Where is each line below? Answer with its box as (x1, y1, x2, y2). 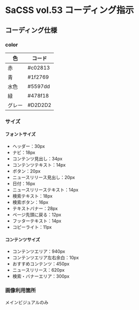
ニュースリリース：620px (12, 267, 65, 273)
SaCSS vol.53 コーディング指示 (5, 4, 134, 16)
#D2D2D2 (27, 102, 51, 108)
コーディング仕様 (5, 26, 57, 34)
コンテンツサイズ (5, 236, 40, 242)
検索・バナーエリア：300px (12, 273, 70, 279)
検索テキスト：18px (12, 193, 53, 199)
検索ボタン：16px (12, 200, 49, 205)
